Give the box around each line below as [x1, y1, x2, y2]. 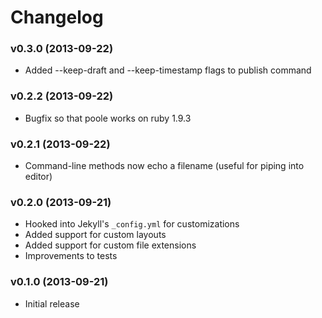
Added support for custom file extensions [24, 239, 197, 251]
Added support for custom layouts [24, 229, 167, 241]
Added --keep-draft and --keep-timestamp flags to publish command [24, 64, 312, 76]
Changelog [10, 6, 104, 29]
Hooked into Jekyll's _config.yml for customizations [24, 218, 240, 230]
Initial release [24, 297, 80, 310]
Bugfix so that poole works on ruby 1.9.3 [24, 112, 192, 124]
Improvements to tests [24, 250, 118, 262]
